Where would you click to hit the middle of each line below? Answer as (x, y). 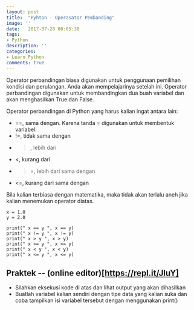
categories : (21, 52)
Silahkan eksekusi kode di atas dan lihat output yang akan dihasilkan (100, 288)
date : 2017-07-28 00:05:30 (43, 29)
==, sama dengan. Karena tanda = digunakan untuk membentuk (95, 123)
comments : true (25, 62)
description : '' (27, 46)
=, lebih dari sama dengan (63, 171)
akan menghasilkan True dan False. (50, 99)
